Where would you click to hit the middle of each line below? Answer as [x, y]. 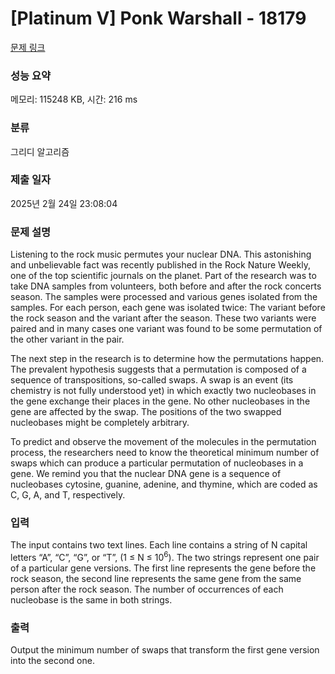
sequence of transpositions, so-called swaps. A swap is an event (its [152, 380]
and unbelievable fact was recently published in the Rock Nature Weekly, [160, 265]
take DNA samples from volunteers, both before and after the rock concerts [166, 286]
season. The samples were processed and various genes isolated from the [164, 297]
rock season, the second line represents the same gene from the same [156, 579]
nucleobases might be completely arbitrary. [100, 423]
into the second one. [52, 661]
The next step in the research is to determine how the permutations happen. [167, 359]
